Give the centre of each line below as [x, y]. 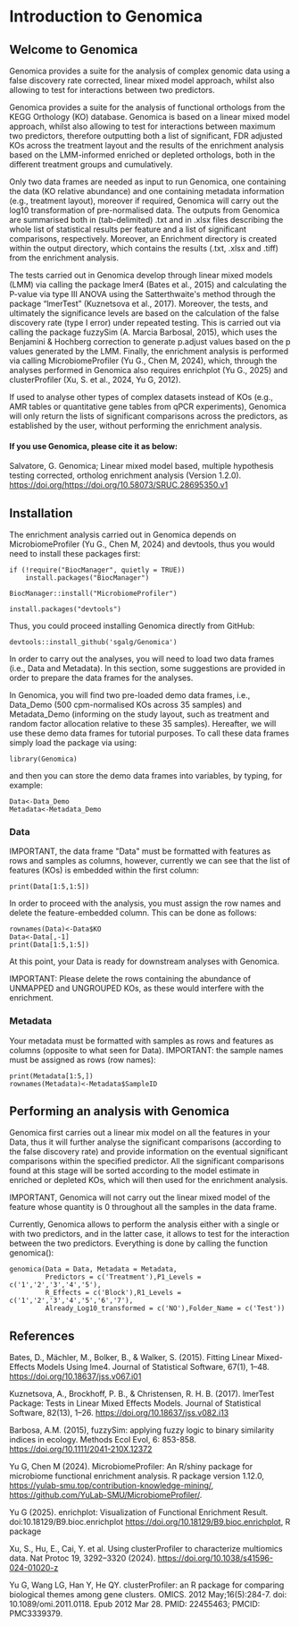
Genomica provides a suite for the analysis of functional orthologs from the [147, 107]
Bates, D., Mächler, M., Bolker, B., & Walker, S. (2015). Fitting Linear [132, 1358]
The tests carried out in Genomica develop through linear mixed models [141, 275]
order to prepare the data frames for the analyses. [101, 678]
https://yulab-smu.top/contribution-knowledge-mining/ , [112, 1486]
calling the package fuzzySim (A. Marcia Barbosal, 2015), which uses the [143, 332]
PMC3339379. [36, 1613]
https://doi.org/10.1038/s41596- [216, 1558]
